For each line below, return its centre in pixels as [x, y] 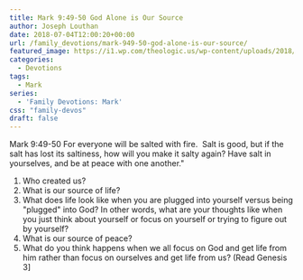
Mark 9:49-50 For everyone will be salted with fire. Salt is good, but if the [147, 145]
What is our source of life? [71, 191]
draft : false [34, 118]
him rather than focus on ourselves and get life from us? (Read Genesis [155, 257]
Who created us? [54, 181]
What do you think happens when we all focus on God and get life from [154, 248]
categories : [32, 60]
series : [24, 93]
